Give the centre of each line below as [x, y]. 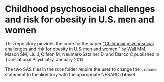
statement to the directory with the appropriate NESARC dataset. [71, 74]
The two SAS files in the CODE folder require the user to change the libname [81, 69]
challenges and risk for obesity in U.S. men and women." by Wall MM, [76, 49]
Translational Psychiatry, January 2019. [45, 59]
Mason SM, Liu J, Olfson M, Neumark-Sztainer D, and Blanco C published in [82, 54]
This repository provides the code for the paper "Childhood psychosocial [80, 43]
